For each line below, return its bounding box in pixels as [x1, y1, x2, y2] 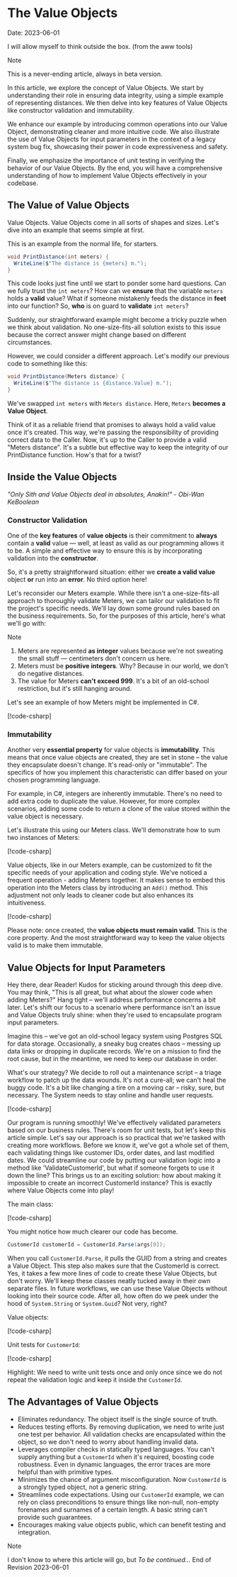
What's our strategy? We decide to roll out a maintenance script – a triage [7, 1068, 221, 1077]
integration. [17, 1527, 52, 1537]
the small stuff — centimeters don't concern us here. [17, 654, 172, 663]
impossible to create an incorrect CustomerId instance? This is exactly [7, 1179, 212, 1188]
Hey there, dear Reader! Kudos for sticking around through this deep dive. [7, 980, 223, 989]
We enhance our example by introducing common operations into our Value [7, 119, 228, 128]
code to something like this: [7, 360, 88, 368]
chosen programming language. [7, 775, 100, 785]
